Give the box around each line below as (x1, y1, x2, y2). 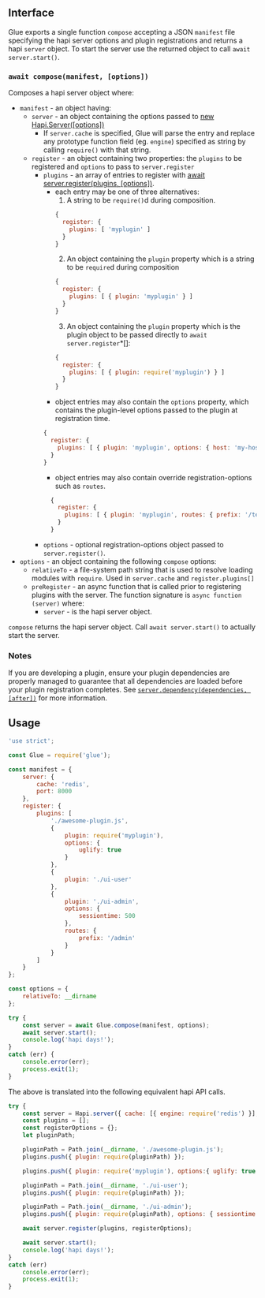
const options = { (8, 985, 69, 993)
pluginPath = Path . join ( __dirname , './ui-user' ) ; (22, 1181, 189, 1189)
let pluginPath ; (22, 1132, 77, 1139)
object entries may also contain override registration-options (54, 472, 252, 482)
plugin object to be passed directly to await (66, 330, 207, 339)
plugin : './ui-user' (64, 875, 132, 883)
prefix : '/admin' (78, 934, 136, 942)
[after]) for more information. (8, 693, 108, 703)
